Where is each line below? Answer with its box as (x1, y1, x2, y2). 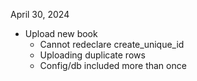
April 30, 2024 (10, 9, 70, 20)
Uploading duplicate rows (39, 49, 146, 61)
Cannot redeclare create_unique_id (39, 39, 185, 50)
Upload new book (24, 28, 98, 39)
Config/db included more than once (39, 60, 187, 71)
